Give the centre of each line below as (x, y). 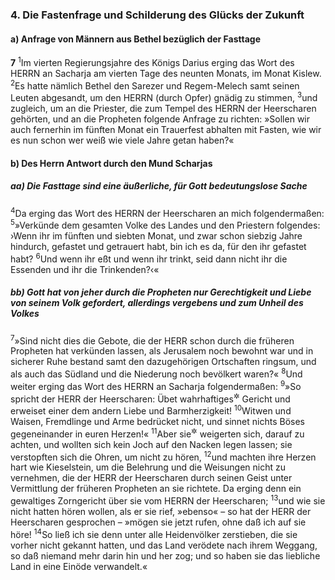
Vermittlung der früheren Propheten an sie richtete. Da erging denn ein (156, 489)
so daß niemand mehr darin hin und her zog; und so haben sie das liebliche (165, 555)
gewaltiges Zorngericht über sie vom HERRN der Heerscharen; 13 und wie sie (168, 500)
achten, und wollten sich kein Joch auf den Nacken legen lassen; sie (151, 444)
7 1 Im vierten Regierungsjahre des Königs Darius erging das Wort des (152, 61)
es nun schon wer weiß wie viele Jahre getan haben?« (122, 140)
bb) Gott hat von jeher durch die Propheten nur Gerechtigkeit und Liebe (161, 292)
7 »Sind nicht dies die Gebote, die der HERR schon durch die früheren (152, 340)
